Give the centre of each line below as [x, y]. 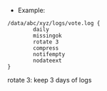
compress [46, 48]
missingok [47, 36]
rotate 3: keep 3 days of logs [50, 80]
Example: [31, 10]
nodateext [47, 60]
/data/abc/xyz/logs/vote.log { [54, 23]
